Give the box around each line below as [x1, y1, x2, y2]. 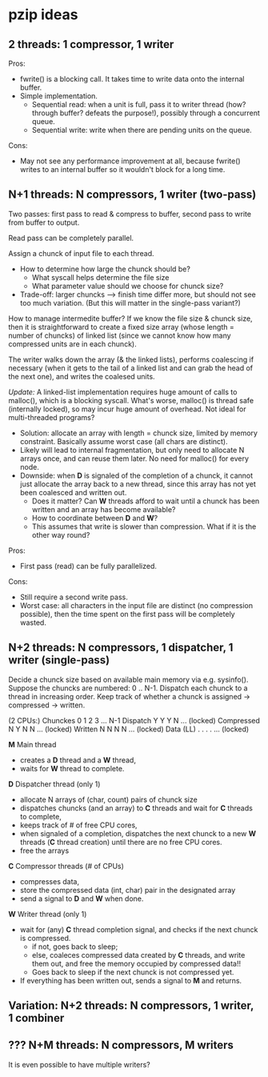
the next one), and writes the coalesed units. [8, 371, 155, 381]
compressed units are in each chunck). [8, 338, 138, 349]
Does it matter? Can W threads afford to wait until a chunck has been [31, 496, 260, 506]
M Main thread [8, 739, 57, 749]
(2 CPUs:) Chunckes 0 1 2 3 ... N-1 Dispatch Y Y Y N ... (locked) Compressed [8, 715, 260, 725]
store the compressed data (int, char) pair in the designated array [19, 885, 236, 895]
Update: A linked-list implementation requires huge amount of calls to [8, 386, 238, 397]
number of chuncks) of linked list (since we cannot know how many [8, 330, 231, 340]
